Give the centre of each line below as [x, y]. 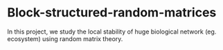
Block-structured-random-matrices [112, 13]
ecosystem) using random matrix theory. [65, 38]
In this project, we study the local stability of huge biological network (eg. [112, 32]
